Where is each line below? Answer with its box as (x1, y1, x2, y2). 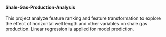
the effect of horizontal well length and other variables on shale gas (5, 21, 148, 27)
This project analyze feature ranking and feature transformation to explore (5, 15, 161, 21)
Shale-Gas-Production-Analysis (5, 4, 75, 10)
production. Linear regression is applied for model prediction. (5, 26, 134, 32)
